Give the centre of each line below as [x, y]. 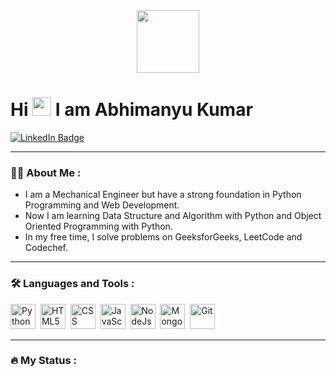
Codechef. [46, 248]
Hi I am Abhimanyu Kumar [131, 110]
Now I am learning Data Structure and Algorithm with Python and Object [173, 216]
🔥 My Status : [43, 361]
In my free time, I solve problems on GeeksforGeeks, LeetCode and [163, 237]
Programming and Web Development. [102, 205]
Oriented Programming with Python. [98, 226]
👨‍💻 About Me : [46, 172]
